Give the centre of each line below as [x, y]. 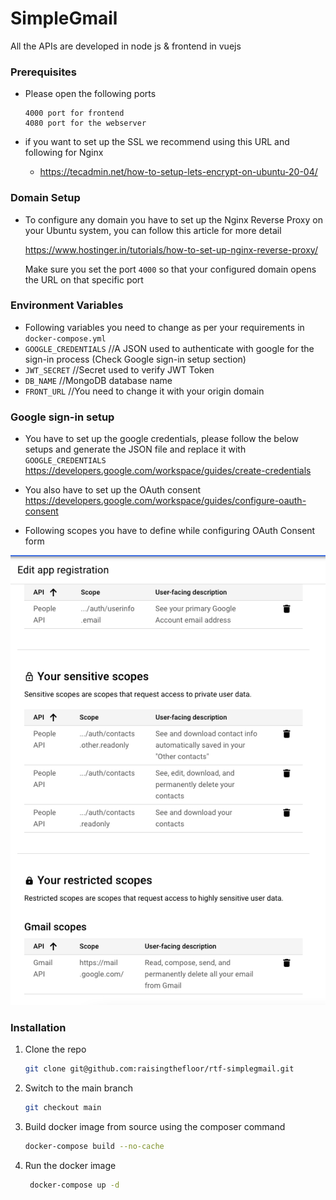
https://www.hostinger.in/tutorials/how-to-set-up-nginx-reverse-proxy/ [171, 249]
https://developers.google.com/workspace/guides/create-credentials [168, 471]
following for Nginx [64, 153]
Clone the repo [55, 1049]
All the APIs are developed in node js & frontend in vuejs [126, 46]
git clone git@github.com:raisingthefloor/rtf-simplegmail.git [159, 1068]
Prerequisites [43, 72]
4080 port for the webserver [85, 123]
